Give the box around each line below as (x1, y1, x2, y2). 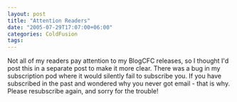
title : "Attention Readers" (7, 17, 91, 24)
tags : (7, 37, 23, 44)
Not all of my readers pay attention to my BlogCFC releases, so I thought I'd (7, 56, 229, 65)
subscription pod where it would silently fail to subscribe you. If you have (7, 72, 222, 81)
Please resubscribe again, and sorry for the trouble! (7, 87, 159, 96)
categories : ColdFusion (7, 30, 78, 38)
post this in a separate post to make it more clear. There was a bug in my (7, 64, 221, 73)
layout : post (7, 10, 46, 18)
